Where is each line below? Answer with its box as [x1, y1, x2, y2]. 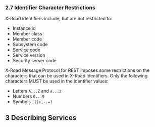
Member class [12, 31, 42, 37]
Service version [12, 52, 45, 58]
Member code [12, 36, 42, 42]
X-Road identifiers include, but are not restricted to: [5, 16, 113, 22]
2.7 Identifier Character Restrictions [5, 4, 95, 11]
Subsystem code [12, 41, 48, 48]
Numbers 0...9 [12, 93, 45, 100]
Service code [12, 47, 40, 53]
